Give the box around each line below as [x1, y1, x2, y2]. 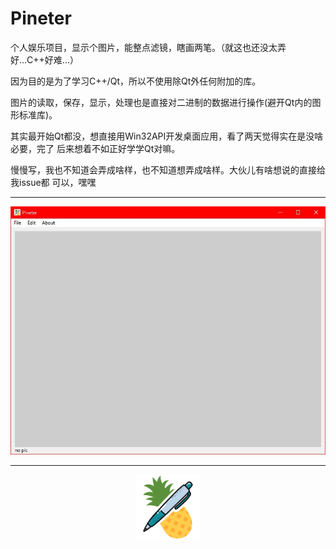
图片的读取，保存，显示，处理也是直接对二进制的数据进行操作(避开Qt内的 [10, 96, 313, 108]
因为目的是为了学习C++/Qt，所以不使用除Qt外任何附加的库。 [10, 75, 262, 87]
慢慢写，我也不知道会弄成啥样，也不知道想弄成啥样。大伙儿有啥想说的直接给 [10, 163, 326, 176]
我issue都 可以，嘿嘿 [10, 176, 97, 188]
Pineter [10, 7, 72, 30]
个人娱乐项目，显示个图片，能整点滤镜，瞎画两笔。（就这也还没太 [10, 41, 278, 53]
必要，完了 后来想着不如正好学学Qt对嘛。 [10, 142, 181, 154]
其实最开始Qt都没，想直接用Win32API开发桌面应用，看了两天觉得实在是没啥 [10, 130, 324, 142]
